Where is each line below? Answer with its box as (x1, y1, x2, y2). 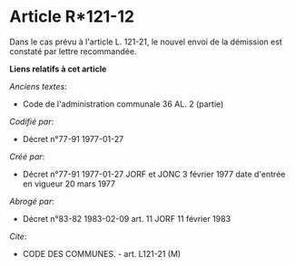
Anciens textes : (9, 81, 68, 91)
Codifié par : (9, 116, 54, 127)
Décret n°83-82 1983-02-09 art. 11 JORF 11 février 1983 (22, 213, 231, 224)
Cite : (9, 231, 27, 242)
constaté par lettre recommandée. (9, 45, 137, 56)
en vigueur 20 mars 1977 (22, 178, 116, 189)
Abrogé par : (9, 195, 54, 206)
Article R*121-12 (9, 6, 134, 27)
